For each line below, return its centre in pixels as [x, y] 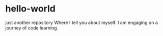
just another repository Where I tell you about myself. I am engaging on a [81, 22]
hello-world [31, 9]
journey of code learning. [32, 27]
